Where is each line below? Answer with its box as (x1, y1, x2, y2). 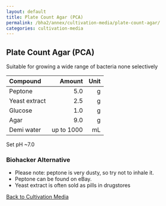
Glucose (9, 106, 33, 115)
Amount (59, 77, 83, 85)
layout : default (6, 8, 46, 15)
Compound (9, 77, 41, 85)
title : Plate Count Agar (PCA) (6, 14, 84, 20)
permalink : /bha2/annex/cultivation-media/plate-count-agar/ (6, 20, 161, 26)
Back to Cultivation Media (6, 194, 69, 201)
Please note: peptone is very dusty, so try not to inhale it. (14, 169, 154, 176)
